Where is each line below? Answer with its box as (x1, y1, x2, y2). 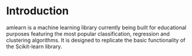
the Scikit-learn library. (6, 43, 63, 50)
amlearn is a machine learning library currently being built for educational (6, 24, 187, 31)
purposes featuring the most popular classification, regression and (6, 30, 170, 37)
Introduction (6, 4, 69, 18)
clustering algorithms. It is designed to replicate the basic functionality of (6, 36, 186, 43)
